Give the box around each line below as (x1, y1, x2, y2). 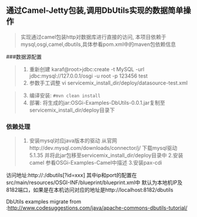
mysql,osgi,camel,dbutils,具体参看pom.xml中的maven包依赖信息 (20, 41, 176, 48)
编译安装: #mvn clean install (29, 92, 101, 99)
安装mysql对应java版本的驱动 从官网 (29, 137, 118, 144)
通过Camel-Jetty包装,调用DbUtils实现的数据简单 (6, 5, 183, 16)
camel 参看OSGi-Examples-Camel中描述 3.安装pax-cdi (29, 159, 162, 166)
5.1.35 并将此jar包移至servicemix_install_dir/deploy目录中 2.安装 (29, 152, 183, 159)
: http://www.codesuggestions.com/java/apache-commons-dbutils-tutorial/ (6, 205, 188, 212)
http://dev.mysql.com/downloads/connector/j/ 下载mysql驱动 (29, 145, 178, 152)
